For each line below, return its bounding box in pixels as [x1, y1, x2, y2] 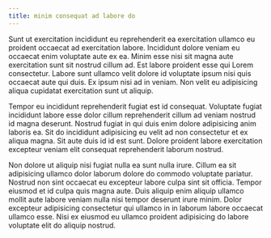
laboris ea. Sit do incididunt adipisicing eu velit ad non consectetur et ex [8, 127, 248, 137]
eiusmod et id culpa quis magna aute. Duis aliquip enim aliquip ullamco [8, 185, 244, 195]
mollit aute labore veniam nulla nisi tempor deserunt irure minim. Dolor [8, 194, 243, 204]
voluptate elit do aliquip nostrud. [8, 220, 116, 230]
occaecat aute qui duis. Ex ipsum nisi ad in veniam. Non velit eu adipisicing [8, 77, 258, 87]
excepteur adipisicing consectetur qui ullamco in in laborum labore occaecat [8, 203, 263, 213]
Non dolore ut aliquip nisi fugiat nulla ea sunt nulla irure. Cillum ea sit [8, 159, 237, 170]
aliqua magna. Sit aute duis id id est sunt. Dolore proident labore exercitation [8, 135, 263, 146]
